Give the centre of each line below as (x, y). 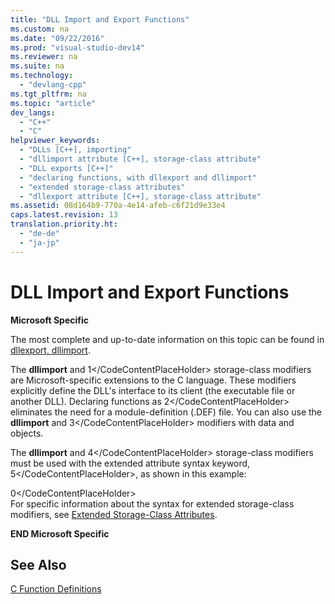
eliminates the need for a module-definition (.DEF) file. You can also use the (166, 412)
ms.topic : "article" (53, 103)
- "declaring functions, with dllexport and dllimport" (138, 177)
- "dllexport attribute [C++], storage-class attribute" (140, 196)
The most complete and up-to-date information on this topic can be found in (167, 339)
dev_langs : (33, 112)
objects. (27, 433)
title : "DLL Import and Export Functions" (100, 19)
